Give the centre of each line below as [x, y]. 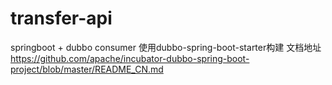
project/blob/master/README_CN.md [87, 69]
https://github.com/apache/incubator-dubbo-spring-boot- [130, 58]
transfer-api [61, 18]
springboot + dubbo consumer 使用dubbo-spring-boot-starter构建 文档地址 [166, 47]
